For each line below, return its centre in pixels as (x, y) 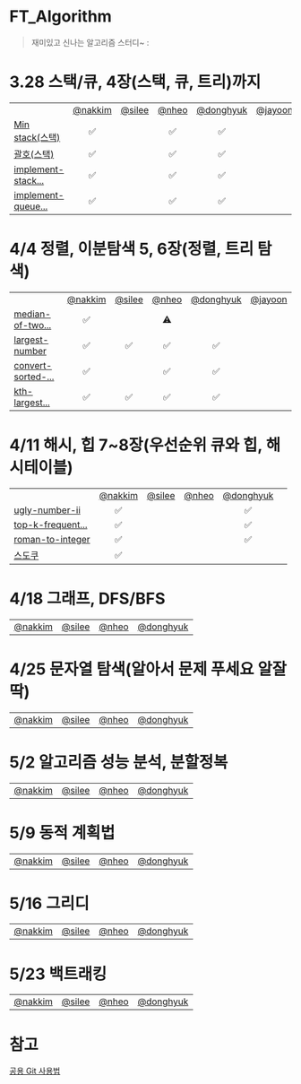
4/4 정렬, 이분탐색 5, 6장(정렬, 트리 (132, 249)
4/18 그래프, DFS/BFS (87, 598)
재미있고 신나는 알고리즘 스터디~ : (90, 42)
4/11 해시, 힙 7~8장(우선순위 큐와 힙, (136, 445)
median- (32, 314)
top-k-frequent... (51, 525)
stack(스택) (37, 137)
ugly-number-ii (47, 510)
